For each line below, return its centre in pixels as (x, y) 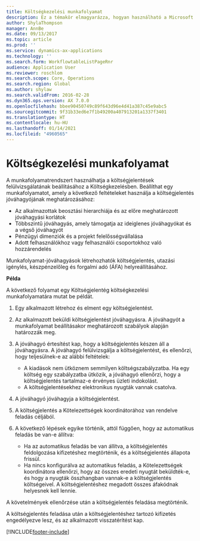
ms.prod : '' (21, 45)
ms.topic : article (29, 39)
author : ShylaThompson (34, 23)
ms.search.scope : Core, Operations (50, 78)
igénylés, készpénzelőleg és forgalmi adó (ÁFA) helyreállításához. (87, 267)
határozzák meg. (36, 332)
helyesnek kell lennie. (50, 490)
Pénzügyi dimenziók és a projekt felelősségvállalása (79, 236)
